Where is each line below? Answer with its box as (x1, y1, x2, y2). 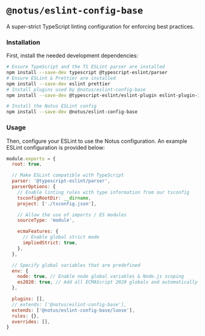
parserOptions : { (12, 184, 56, 190)
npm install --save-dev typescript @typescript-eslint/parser (6, 70, 168, 76)
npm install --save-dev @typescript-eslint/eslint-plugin (6, 92, 157, 98)
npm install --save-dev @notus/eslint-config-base (6, 109, 138, 115)
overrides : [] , (12, 318, 51, 325)
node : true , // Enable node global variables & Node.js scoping (17, 274, 184, 280)
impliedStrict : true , (22, 240, 78, 246)
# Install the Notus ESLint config (6, 103, 97, 109)
